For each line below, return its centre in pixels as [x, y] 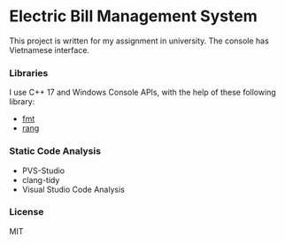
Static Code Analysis [55, 151]
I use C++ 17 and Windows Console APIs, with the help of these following [142, 92]
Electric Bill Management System [134, 16]
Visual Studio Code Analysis [73, 189]
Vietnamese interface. [50, 50]
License [27, 212]
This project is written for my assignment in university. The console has [139, 41]
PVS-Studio [43, 171]
